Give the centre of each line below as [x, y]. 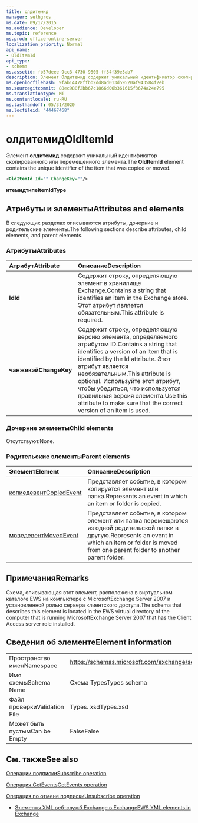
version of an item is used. [114, 411]
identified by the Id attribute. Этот [124, 359]
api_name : [18, 50]
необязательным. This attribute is [124, 374]
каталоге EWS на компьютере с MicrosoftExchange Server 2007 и [88, 599]
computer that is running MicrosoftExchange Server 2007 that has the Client [99, 617]
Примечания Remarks [48, 578]
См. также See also [42, 759]
